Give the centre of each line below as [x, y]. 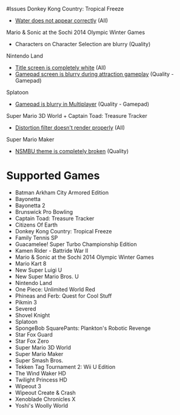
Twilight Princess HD [41, 380]
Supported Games [53, 176]
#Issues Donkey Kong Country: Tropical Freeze [65, 9]
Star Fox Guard [34, 334]
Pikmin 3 [26, 302]
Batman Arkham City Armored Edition [62, 192]
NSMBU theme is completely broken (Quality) [72, 151]
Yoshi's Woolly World [42, 405]
